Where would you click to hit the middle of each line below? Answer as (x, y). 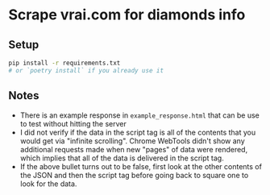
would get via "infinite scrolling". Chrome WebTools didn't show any (133, 141)
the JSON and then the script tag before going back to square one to (134, 175)
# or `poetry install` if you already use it (86, 70)
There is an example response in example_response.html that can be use (140, 115)
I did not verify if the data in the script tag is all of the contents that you (138, 132)
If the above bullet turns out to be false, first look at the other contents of (141, 166)
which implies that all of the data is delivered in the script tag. (122, 158)
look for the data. (48, 184)
